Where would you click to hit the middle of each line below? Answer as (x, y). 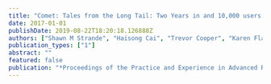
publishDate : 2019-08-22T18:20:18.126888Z (81, 30)
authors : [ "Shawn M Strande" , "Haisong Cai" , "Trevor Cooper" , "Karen (129, 38)
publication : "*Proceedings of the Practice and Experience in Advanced (133, 68)
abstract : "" (30, 53)
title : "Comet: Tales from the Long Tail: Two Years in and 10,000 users (135, 16)
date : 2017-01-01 (38, 23)
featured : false (35, 61)
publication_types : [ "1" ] (52, 46)
